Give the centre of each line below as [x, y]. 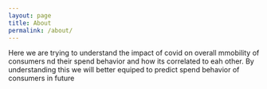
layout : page [30, 15]
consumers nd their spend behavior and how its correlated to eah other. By [132, 61]
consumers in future [41, 78]
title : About [30, 23]
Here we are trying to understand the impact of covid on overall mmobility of [134, 53]
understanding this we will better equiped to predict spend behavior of [124, 70]
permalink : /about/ [41, 30]
